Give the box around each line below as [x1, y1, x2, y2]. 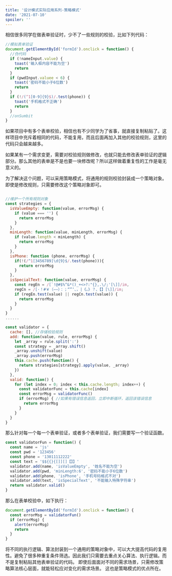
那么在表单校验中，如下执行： [5, 498, 68, 503]
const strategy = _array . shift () [14, 344, 86, 349]
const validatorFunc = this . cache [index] [18, 387, 109, 392]
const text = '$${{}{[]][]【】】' [10, 459, 79, 464]
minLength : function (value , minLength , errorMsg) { [10, 230, 123, 235]
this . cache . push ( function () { [14, 358, 79, 364]
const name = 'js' [10, 445, 50, 450]
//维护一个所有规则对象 [5, 197, 49, 202]
